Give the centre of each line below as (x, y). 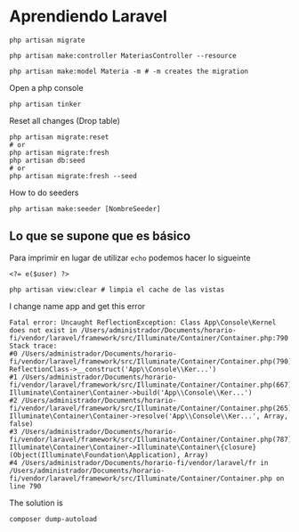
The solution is (36, 503)
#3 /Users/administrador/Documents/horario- (93, 431)
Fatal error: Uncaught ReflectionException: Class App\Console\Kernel (143, 323)
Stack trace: (33, 346)
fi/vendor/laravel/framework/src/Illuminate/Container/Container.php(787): (153, 439)
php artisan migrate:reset (59, 137)
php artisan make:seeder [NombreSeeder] (85, 209)
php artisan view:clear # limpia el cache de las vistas (117, 290)
